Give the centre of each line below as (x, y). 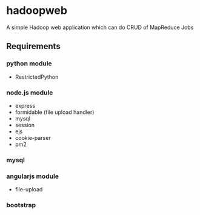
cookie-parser (33, 137)
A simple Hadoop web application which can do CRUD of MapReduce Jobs (100, 27)
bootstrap (21, 205)
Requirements (33, 46)
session (25, 125)
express (25, 105)
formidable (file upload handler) (55, 112)
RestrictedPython (37, 77)
